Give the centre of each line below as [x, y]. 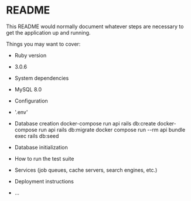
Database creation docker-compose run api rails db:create [85, 123]
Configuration [31, 101]
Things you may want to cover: [43, 44]
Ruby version [30, 55]
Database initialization [41, 147]
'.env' [21, 112]
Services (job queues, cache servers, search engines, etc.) [86, 170]
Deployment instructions [44, 181]
